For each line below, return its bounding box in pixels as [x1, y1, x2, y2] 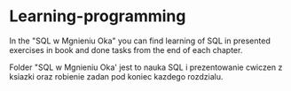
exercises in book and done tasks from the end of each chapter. [9, 44, 243, 55]
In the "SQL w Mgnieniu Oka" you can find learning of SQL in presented [9, 35, 271, 46]
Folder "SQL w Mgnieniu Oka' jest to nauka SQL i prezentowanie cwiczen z [9, 62, 283, 72]
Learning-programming [9, 6, 186, 27]
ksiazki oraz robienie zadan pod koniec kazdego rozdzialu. [9, 71, 224, 81]
